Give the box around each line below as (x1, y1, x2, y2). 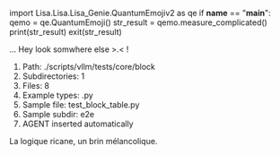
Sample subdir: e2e (22, 109, 95, 119)
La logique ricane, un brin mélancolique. (9, 136, 158, 146)
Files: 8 (22, 81, 50, 90)
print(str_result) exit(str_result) (9, 27, 123, 37)
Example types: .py (22, 90, 94, 100)
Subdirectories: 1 (22, 71, 85, 82)
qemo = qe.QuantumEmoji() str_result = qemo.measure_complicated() (9, 17, 267, 28)
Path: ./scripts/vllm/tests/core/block (22, 62, 155, 72)
